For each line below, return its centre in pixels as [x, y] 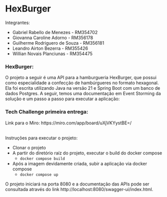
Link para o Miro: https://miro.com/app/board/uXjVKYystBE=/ [68, 123]
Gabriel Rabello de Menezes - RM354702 [55, 32]
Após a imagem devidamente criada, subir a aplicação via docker [80, 163]
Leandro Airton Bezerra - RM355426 [50, 48]
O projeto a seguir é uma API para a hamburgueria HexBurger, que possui [81, 78]
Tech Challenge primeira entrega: [47, 112]
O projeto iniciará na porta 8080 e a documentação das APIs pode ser [77, 184]
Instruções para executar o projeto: [41, 138]
